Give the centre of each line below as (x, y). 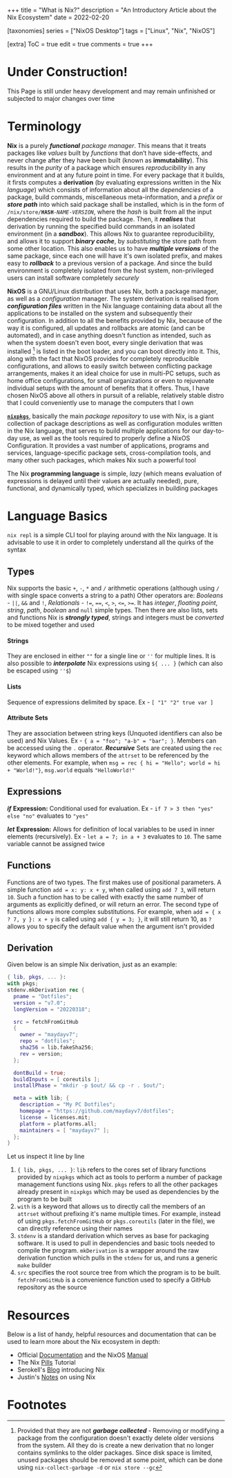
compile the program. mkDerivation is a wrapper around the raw (108, 1251)
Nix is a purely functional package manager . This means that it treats (107, 145)
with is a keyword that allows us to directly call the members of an (111, 1206)
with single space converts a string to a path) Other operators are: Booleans (115, 596)
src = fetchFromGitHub (46, 1022)
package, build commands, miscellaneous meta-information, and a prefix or (115, 197)
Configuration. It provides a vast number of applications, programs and (108, 445)
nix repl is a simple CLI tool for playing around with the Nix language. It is (113, 535)
